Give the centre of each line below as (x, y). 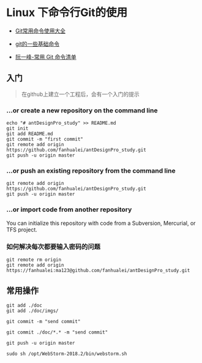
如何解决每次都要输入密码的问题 (54, 246)
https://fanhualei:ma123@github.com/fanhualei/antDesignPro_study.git (98, 270)
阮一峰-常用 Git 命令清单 (46, 57)
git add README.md (30, 134)
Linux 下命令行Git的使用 (67, 13)
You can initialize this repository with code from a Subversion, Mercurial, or (101, 223)
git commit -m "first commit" (45, 139)
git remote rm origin (34, 260)
